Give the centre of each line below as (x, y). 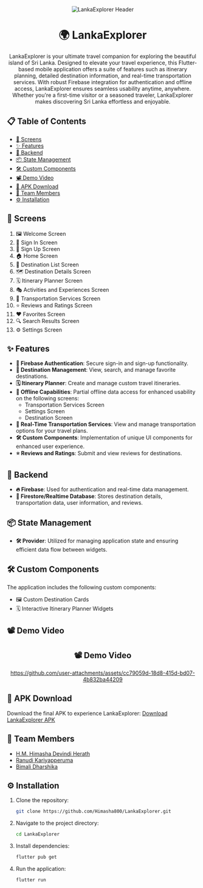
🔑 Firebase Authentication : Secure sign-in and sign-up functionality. (102, 363)
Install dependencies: (43, 846)
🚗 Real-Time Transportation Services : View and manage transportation (106, 424)
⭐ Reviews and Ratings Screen (54, 305)
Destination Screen (49, 418)
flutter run (31, 880)
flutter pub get (36, 857)
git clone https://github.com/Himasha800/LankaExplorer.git (93, 812)
